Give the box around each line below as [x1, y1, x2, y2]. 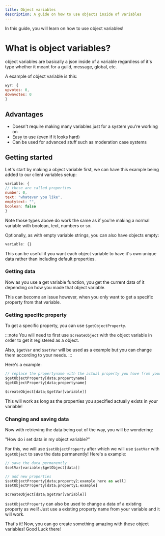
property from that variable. [5, 299, 61, 305]
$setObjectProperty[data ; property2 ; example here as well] [5, 478, 126, 483]
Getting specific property [5, 311, 67, 318]
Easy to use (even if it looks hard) [12, 134, 80, 140]
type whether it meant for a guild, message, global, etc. [5, 64, 117, 70]
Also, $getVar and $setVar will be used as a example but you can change [5, 347, 152, 353]
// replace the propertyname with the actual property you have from [5, 371, 151, 376]
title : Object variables [5, 7, 56, 12]
